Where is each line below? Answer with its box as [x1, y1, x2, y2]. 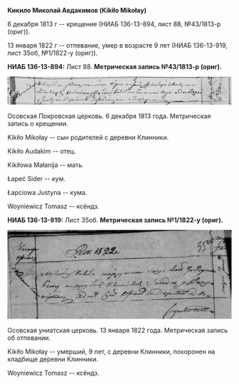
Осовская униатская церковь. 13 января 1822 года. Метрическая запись [7, 326, 228, 335]
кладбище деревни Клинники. [7, 355, 99, 363]
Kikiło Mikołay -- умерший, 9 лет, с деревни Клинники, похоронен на [7, 348, 216, 356]
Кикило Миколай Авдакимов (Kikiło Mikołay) [7, 6, 147, 14]
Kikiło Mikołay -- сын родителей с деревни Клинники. [7, 133, 169, 142]
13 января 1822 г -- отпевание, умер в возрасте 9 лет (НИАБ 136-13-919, [7, 41, 228, 49]
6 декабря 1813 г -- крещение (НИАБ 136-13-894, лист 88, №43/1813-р [7, 20, 221, 28]
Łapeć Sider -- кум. [7, 174, 66, 183]
